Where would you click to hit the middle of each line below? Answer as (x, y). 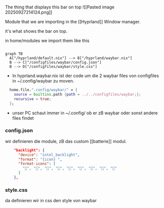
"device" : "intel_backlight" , (49, 155)
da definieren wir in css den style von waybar (51, 201)
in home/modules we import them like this (47, 41)
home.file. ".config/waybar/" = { (44, 90)
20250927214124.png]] (29, 12)
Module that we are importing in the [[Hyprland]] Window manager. (73, 22)
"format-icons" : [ (37, 164)
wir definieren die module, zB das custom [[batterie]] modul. (66, 141)
